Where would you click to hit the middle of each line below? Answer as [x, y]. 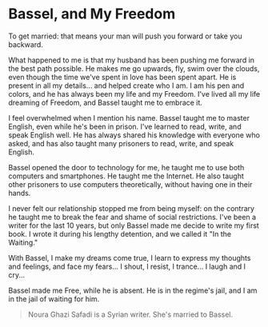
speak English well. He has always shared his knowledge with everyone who [134, 135]
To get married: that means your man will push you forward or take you [125, 36]
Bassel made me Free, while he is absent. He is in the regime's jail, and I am [133, 290]
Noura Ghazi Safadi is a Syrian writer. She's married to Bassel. [130, 314]
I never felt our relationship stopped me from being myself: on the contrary [131, 208]
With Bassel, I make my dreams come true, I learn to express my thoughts [130, 257]
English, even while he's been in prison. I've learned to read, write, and [125, 126]
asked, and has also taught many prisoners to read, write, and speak [121, 143]
